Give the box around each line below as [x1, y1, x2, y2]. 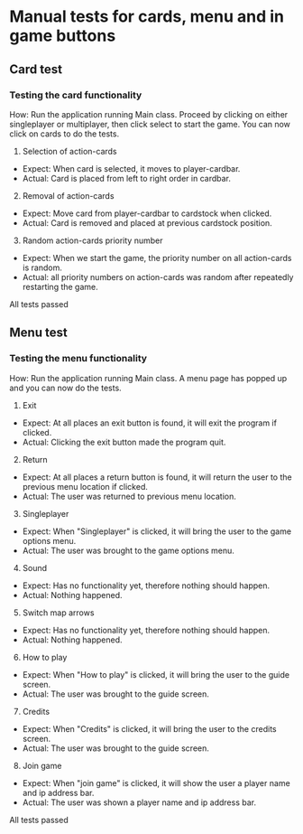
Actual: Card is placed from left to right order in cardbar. [22, 173, 232, 183]
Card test [9, 61, 63, 77]
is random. [22, 262, 63, 273]
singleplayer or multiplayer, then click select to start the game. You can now [9, 118, 291, 129]
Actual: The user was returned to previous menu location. [22, 491, 237, 501]
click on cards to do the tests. [9, 128, 120, 139]
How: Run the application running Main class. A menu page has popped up [9, 372, 288, 383]
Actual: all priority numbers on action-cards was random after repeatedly [22, 271, 294, 282]
